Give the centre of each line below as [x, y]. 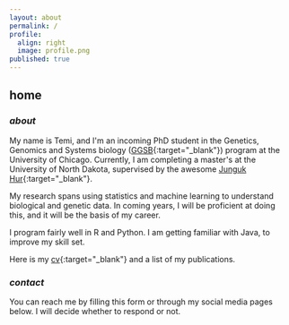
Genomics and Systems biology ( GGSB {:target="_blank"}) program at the [145, 150]
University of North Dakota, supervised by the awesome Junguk [128, 169]
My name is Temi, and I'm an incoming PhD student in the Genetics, [134, 141]
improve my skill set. [47, 242]
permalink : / [34, 26]
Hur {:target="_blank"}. [51, 178]
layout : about [36, 17]
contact [27, 282]
